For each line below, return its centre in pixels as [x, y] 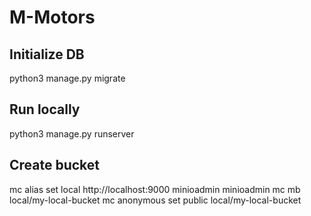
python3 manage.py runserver [72, 133]
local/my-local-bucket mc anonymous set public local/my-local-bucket [155, 200]
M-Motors [52, 17]
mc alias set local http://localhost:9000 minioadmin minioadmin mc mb [155, 189]
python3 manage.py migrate [67, 78]
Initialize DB [47, 54]
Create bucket [55, 165]
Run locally [45, 109]
